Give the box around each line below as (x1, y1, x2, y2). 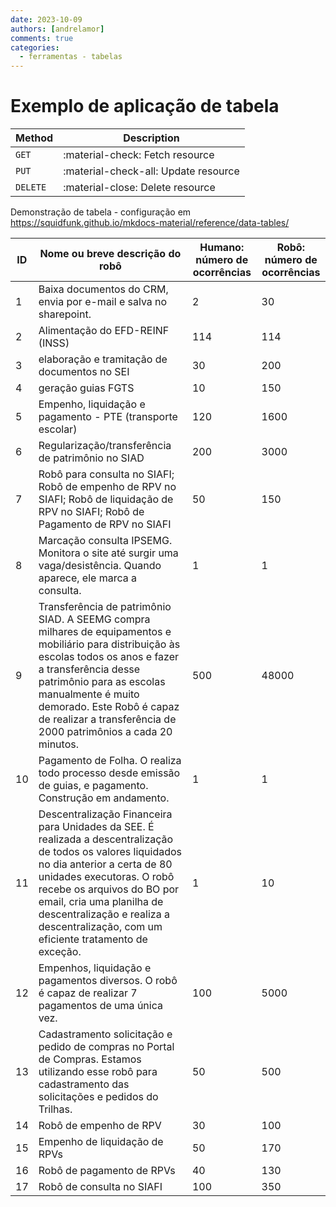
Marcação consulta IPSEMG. (38, 534, 173, 548)
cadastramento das (38, 1077, 130, 1091)
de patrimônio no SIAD (38, 451, 145, 465)
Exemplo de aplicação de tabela (10, 95, 280, 118)
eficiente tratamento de (38, 932, 148, 946)
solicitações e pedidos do (38, 1090, 159, 1104)
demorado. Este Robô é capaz (38, 700, 180, 714)
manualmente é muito (38, 687, 140, 701)
